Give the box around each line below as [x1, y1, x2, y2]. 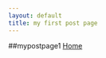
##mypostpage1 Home [8, 41, 83, 50]
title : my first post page [8, 19, 98, 27]
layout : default [8, 11, 62, 20]
